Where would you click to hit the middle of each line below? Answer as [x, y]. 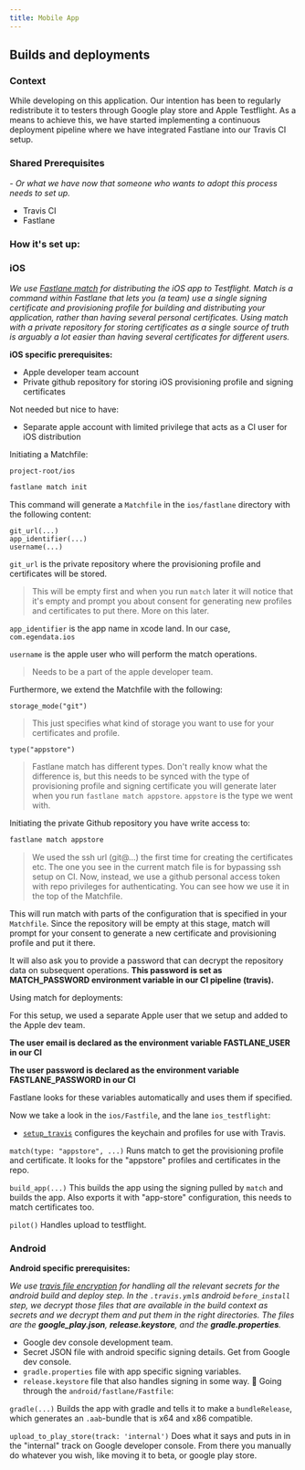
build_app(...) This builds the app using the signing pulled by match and [147, 1187]
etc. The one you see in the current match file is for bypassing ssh [156, 866]
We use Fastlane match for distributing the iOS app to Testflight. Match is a [152, 288]
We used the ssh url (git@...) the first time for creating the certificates [163, 857]
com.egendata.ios [42, 637]
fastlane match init [49, 487]
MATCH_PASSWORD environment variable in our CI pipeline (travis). [142, 980]
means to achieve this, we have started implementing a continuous [135, 121]
